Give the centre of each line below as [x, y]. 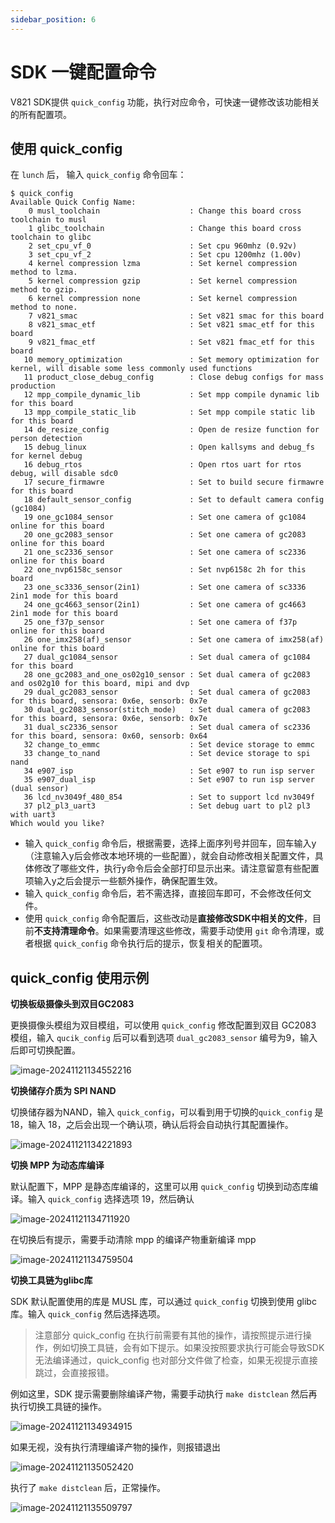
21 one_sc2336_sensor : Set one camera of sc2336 [165, 552]
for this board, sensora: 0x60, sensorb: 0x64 [109, 736]
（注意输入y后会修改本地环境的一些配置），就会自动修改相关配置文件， [169, 856]
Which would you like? [57, 824]
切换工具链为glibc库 [51, 1280]
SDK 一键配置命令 [83, 72]
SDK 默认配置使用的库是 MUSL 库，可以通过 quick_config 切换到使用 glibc [163, 1302]
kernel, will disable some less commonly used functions [131, 369]
